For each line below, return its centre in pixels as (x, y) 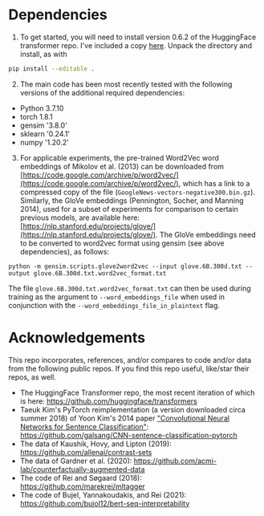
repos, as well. (32, 377)
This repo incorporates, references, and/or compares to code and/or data (130, 360)
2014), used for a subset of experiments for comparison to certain (129, 209)
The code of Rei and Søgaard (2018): (81, 477)
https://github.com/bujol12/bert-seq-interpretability (105, 503)
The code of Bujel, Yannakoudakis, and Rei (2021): (103, 494)
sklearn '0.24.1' (45, 133)
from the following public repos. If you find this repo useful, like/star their (129, 368)
